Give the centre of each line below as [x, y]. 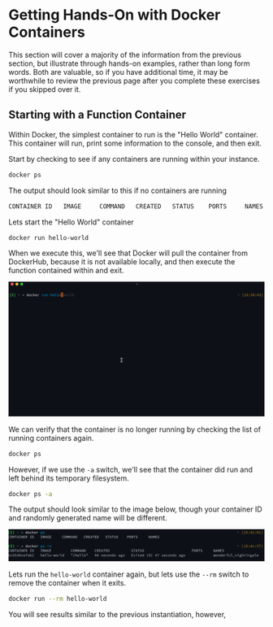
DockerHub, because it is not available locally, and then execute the [122, 262]
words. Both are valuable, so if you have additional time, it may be [119, 72]
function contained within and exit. [66, 271]
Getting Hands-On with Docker [115, 15]
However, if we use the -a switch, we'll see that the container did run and [131, 469]
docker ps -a [30, 494]
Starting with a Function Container [97, 115]
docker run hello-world [49, 237]
